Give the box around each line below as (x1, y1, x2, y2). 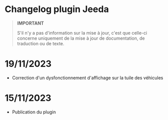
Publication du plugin (12, 109, 56, 115)
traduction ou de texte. (17, 40, 65, 46)
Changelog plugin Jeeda (5, 4, 109, 15)
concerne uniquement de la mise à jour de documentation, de (17, 35, 145, 41)
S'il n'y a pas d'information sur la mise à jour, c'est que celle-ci (17, 30, 147, 36)
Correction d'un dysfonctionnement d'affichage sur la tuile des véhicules (12, 74, 163, 81)
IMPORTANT (17, 20, 44, 26)
